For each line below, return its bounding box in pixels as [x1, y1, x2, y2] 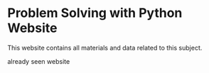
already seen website [7, 57, 70, 65]
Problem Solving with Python [7, 5, 183, 21]
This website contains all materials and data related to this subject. [7, 43, 203, 52]
